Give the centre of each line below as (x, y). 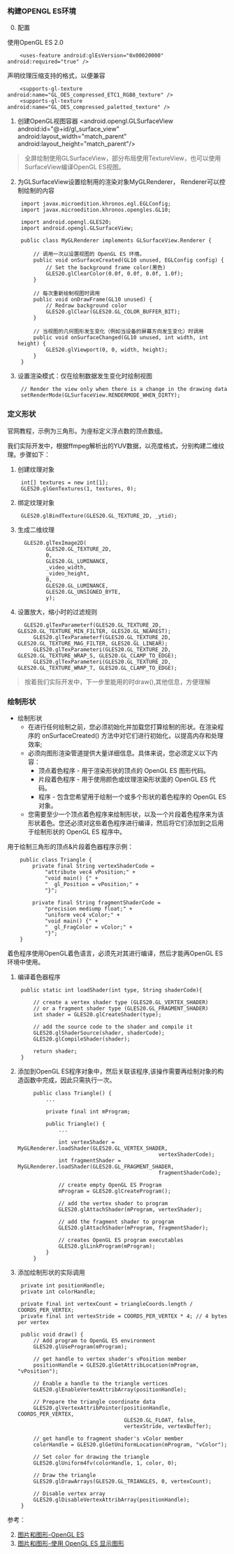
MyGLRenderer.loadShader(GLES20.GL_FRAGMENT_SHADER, (96, 1167)
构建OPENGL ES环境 (42, 10)
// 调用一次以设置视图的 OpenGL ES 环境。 (89, 254)
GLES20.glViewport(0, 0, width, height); (107, 350)
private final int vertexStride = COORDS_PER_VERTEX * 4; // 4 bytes (124, 1316)
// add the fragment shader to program (116, 1222)
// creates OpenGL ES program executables (121, 1240)
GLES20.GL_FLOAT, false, (160, 1420)
